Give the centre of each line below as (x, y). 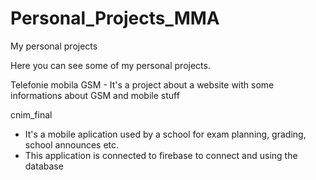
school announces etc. (72, 144)
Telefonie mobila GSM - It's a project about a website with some (142, 84)
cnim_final (31, 114)
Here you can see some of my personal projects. (110, 65)
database (44, 166)
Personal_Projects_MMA (115, 18)
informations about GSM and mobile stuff (95, 95)
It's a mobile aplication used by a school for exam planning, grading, (165, 134)
